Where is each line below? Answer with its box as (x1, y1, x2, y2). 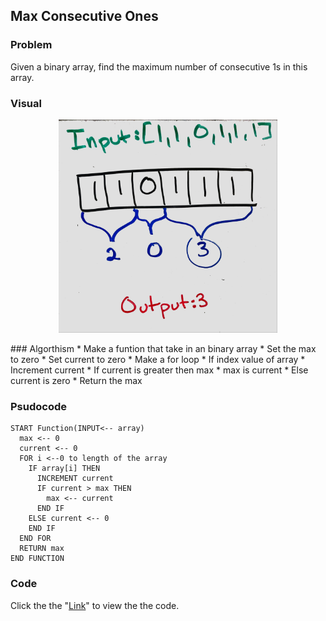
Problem (10, 38, 53, 52)
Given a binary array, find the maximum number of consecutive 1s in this (10, 60, 308, 73)
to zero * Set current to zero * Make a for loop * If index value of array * (10, 354, 306, 366)
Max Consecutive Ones (10, 8, 159, 25)
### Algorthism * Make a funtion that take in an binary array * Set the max (10, 343, 317, 355)
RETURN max (19, 544, 65, 554)
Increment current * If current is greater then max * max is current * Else (10, 364, 309, 376)
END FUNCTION (10, 554, 65, 564)
